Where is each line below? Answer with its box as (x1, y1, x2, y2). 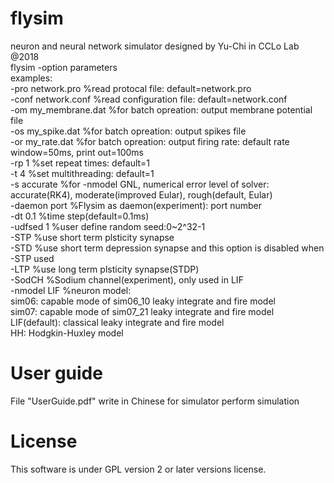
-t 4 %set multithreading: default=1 (10, 167, 155, 179)
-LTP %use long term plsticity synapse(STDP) (10, 263, 200, 275)
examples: (10, 72, 53, 84)
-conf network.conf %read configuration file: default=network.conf (10, 93, 288, 105)
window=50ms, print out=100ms (10, 146, 145, 158)
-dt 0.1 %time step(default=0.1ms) (10, 210, 150, 222)
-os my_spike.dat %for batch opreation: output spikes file (10, 125, 247, 137)
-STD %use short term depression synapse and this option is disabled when (10, 242, 325, 254)
